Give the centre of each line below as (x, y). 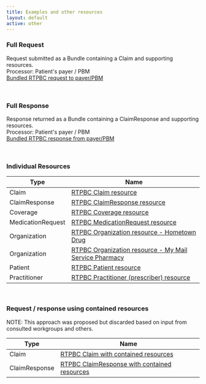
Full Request (25, 45)
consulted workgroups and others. (50, 328)
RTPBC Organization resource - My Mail (130, 250)
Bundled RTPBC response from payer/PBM (60, 138)
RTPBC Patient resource (106, 267)
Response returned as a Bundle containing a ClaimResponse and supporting (103, 119)
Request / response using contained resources (78, 309)
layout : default (27, 18)
